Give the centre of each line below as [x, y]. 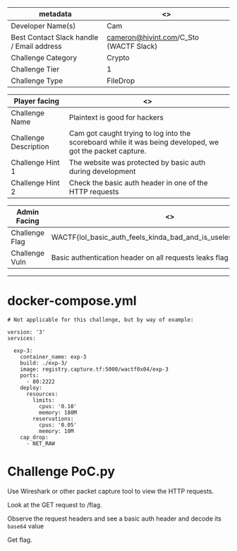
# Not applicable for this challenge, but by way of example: [101, 320]
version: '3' [26, 332]
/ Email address [36, 46]
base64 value [26, 526]
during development [102, 171]
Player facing [37, 101]
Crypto [118, 58]
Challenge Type [37, 81]
